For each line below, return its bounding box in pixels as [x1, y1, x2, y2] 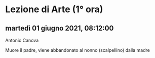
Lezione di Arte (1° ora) [5, 4, 103, 15]
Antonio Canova [5, 37, 39, 43]
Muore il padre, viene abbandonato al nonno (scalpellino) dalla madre [5, 47, 150, 53]
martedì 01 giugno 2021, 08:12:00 [5, 24, 114, 33]
